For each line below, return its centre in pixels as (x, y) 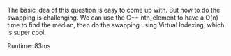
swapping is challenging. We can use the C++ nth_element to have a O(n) (113, 17)
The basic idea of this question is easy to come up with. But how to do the (114, 10)
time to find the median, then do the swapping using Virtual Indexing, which (116, 25)
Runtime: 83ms (29, 46)
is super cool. (27, 32)
